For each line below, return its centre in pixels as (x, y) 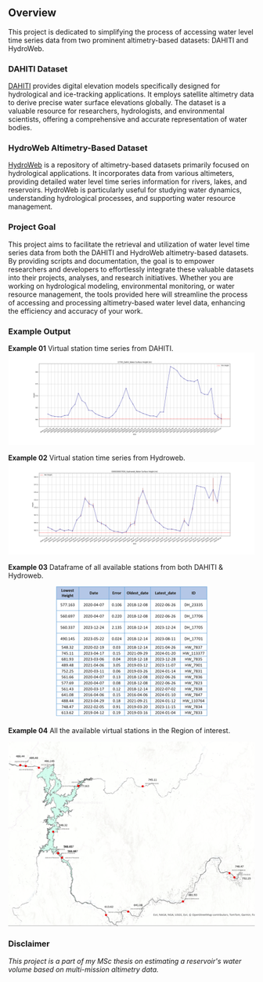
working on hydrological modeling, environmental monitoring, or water (121, 286)
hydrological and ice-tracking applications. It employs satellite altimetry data (131, 94)
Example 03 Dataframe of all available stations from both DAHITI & (116, 567)
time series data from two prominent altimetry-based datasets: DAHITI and (128, 40)
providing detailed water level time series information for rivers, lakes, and (128, 182)
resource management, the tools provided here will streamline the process (128, 294)
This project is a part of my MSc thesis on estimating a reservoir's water (125, 961)
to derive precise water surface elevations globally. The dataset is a (117, 103)
